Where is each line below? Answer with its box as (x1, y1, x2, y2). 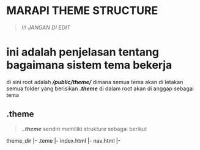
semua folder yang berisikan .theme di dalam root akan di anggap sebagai (6, 85, 194, 92)
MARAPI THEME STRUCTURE (6, 4, 158, 18)
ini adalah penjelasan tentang (6, 45, 160, 59)
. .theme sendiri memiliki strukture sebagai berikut (21, 125, 147, 132)
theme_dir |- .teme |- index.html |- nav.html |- (6, 137, 121, 144)
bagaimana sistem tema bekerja (6, 59, 172, 72)
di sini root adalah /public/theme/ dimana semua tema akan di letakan (6, 78, 183, 85)
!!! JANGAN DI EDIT (21, 24, 71, 31)
